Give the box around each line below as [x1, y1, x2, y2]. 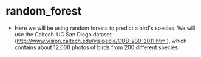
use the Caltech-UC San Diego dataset [14, 30, 112, 38]
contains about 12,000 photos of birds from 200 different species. [14, 44, 180, 51]
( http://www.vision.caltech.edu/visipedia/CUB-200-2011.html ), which [14, 37, 187, 44]
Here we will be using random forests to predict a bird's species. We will [14, 24, 196, 32]
